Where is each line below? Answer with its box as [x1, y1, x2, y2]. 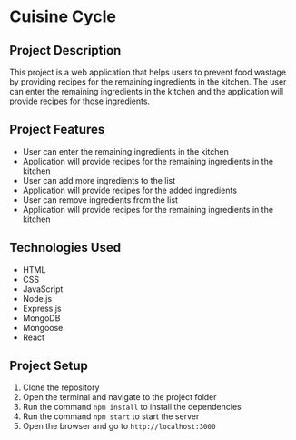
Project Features [9, 122, 105, 137]
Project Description [9, 43, 122, 58]
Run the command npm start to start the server [22, 411, 200, 422]
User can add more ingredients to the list [22, 175, 176, 185]
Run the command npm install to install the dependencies [22, 402, 242, 413]
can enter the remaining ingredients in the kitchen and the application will [9, 86, 284, 96]
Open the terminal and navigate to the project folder [22, 392, 217, 403]
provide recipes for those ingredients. [9, 95, 151, 106]
